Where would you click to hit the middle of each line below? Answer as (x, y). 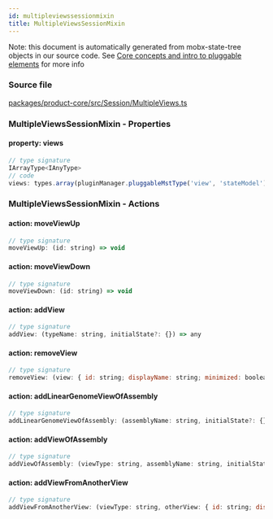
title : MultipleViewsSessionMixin (67, 24)
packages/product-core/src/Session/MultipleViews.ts (98, 102)
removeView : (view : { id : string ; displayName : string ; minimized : (125, 378)
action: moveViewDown (50, 266)
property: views (36, 143)
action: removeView (43, 353)
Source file (30, 85)
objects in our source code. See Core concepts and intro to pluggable (125, 55)
